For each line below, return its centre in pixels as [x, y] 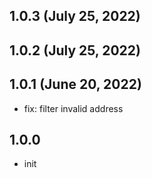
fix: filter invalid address [73, 108]
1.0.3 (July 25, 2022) [75, 16]
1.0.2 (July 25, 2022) [75, 50]
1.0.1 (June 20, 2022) [75, 84]
